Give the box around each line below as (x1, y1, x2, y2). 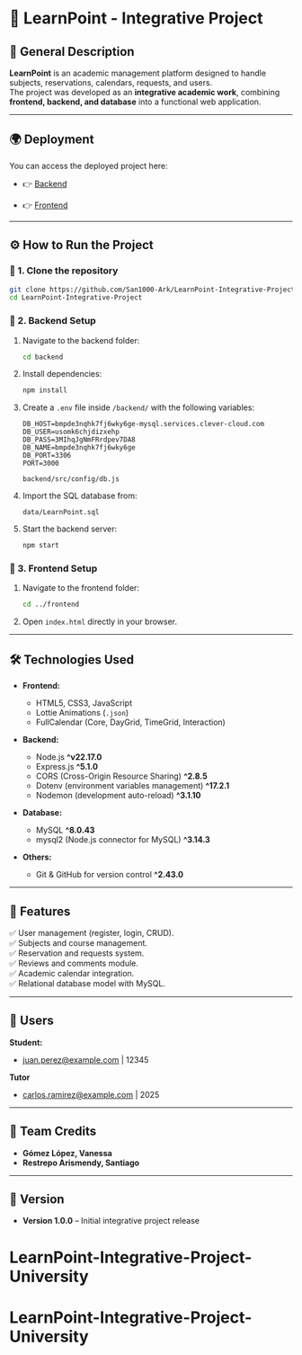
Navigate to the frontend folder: (22, 583, 139, 593)
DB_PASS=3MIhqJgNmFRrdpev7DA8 (22, 435, 137, 444)
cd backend (22, 352, 64, 361)
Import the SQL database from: (22, 490, 138, 502)
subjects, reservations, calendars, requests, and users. (9, 77, 213, 88)
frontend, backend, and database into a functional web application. (9, 96, 262, 107)
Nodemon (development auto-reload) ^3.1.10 (35, 790, 201, 801)
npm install (22, 386, 67, 395)
